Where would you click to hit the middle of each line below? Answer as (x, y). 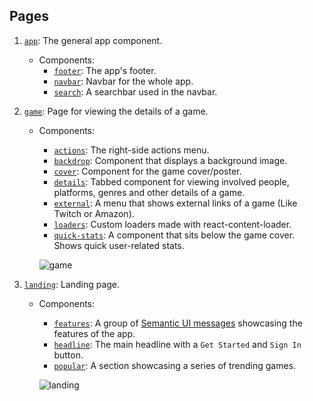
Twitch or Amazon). (94, 213)
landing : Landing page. (72, 284)
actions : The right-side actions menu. (131, 150)
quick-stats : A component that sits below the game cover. (174, 235)
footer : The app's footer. (105, 70)
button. (68, 355)
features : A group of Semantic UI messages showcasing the (178, 323)
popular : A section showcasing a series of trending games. (175, 365)
